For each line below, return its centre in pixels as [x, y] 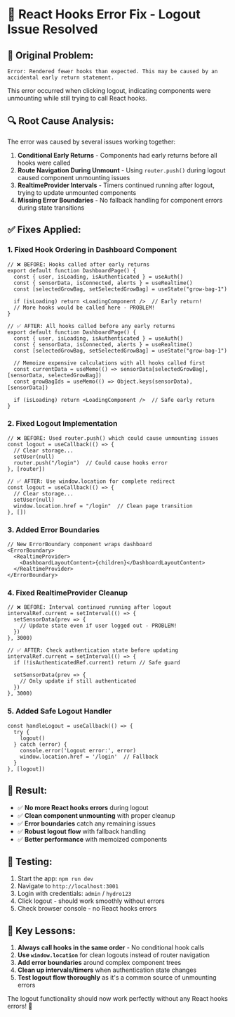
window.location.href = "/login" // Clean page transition [103, 506]
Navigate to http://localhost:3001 [68, 886]
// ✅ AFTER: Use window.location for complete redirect [91, 481]
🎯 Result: [27, 791]
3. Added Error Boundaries [54, 529]
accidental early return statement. [61, 77]
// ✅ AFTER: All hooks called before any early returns [91, 326]
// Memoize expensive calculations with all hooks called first [109, 363]
